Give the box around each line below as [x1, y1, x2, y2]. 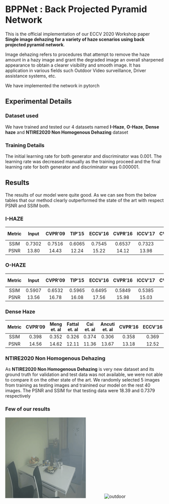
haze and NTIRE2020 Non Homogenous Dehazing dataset [5, 129, 128, 135]
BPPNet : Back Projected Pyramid [5, 4, 147, 15]
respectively [5, 393, 31, 399]
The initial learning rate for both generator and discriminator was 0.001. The [5, 153, 162, 159]
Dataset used [5, 112, 39, 119]
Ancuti [100, 321, 115, 327]
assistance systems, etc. [5, 73, 56, 79]
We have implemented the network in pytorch [5, 82, 100, 89]
